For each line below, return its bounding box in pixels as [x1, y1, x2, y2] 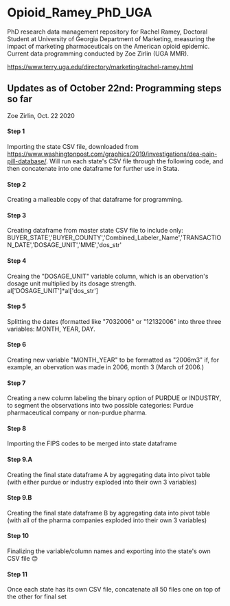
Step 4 [7, 256, 27, 265]
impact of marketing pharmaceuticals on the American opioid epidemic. [7, 42, 210, 50]
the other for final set [7, 592, 67, 601]
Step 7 [7, 379, 26, 387]
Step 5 [7, 302, 26, 310]
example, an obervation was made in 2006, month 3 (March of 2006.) [7, 362, 205, 371]
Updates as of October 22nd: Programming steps [7, 82, 222, 94]
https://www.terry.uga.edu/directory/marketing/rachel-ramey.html [7, 62, 194, 71]
